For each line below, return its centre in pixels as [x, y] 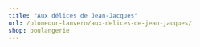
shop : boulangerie [39, 30]
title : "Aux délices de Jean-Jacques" [73, 16]
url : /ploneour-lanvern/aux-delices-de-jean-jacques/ [100, 23]
